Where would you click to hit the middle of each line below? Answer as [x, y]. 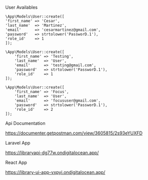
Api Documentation [25, 123]
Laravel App [18, 143]
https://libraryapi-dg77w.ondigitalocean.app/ [52, 153]
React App [16, 162]
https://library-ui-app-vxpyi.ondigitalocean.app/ [55, 172]
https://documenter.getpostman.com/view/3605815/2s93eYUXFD [74, 133]
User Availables [22, 7]
